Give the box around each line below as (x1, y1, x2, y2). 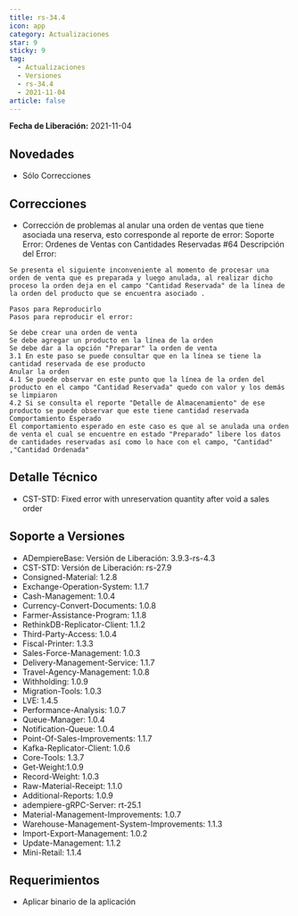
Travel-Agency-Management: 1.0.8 (21, 667, 150, 677)
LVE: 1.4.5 (21, 694, 59, 706)
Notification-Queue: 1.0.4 (21, 723, 115, 734)
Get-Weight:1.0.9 (21, 761, 85, 772)
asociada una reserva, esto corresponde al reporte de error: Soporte (21, 230, 275, 240)
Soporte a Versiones (9, 529, 125, 544)
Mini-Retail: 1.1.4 (21, 846, 82, 858)
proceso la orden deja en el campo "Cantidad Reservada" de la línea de (9, 282, 286, 290)
